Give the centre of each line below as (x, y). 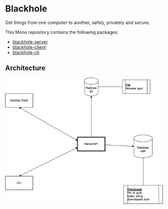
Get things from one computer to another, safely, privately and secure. (77, 22)
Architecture (25, 68)
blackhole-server (30, 42)
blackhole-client (29, 47)
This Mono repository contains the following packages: (62, 32)
